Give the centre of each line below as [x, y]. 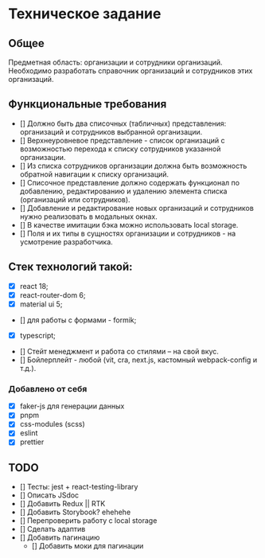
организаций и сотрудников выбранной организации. [111, 131]
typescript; [37, 335]
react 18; [34, 286]
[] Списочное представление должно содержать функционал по [130, 182]
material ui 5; [41, 304]
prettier [32, 442]
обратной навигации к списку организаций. [94, 174]
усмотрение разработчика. [66, 242]
